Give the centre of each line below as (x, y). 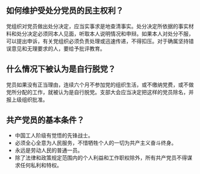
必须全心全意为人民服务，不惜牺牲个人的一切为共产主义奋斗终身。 (96, 143)
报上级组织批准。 (27, 100)
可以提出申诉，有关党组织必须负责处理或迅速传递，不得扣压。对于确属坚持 (97, 41)
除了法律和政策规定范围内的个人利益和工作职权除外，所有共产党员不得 (101, 158)
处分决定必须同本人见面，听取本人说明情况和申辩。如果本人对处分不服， (105, 33)
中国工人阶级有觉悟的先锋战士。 (54, 135)
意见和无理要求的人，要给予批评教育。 (58, 48)
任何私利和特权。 (41, 165)
